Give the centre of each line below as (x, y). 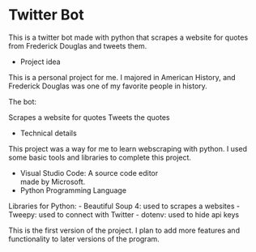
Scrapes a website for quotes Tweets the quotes (89, 117)
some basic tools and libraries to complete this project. (100, 157)
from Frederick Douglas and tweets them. (78, 45)
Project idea (40, 62)
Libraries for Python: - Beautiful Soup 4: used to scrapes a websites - (124, 206)
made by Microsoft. (53, 182)
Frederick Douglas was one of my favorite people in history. (108, 86)
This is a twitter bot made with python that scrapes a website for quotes (128, 37)
